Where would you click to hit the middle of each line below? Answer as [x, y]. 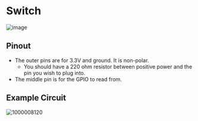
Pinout [19, 46]
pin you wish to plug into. [54, 73]
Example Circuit [36, 98]
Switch [24, 11]
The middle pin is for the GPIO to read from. [68, 79]
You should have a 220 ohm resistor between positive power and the [108, 66]
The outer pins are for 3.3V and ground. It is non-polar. [82, 60]
